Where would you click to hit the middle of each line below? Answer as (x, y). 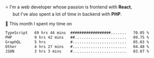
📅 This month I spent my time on (39, 24)
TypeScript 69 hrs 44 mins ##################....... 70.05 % (77, 33)
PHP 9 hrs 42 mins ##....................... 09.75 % (77, 37)
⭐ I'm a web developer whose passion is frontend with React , (69, 7)
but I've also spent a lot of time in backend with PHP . (67, 14)
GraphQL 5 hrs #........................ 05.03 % (77, 42)
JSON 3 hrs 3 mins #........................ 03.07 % (77, 51)
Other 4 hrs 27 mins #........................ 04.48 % (77, 47)
